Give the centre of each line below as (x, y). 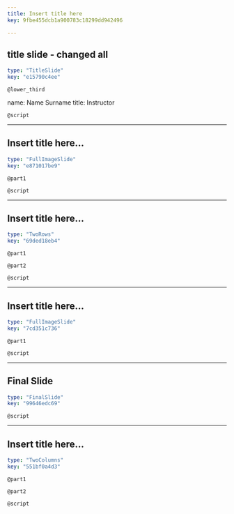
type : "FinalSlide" (36, 397)
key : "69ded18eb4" (34, 241)
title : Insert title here (45, 14)
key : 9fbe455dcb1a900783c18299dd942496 (65, 20)
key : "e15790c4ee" (34, 77)
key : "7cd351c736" (34, 328)
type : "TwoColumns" (36, 460)
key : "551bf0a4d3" (34, 467)
